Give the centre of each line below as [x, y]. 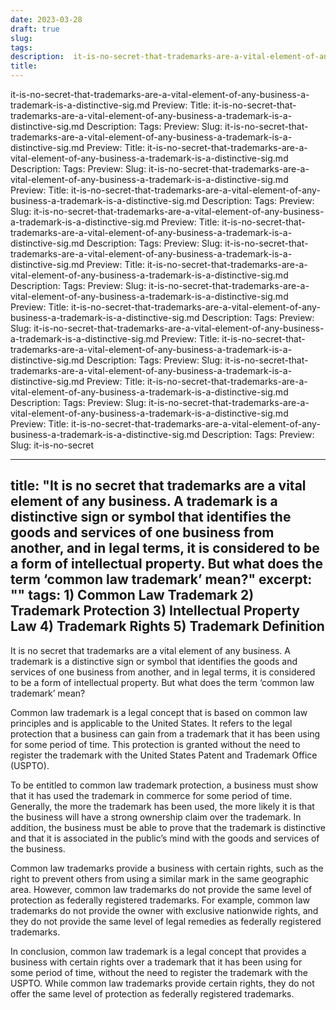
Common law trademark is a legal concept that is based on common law [159, 712]
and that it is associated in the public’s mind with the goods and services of [165, 838]
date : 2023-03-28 [46, 19]
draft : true [35, 29]
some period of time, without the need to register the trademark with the [159, 972]
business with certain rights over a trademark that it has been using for [156, 962]
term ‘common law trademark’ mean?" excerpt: [161, 579]
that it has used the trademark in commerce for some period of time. [151, 795]
